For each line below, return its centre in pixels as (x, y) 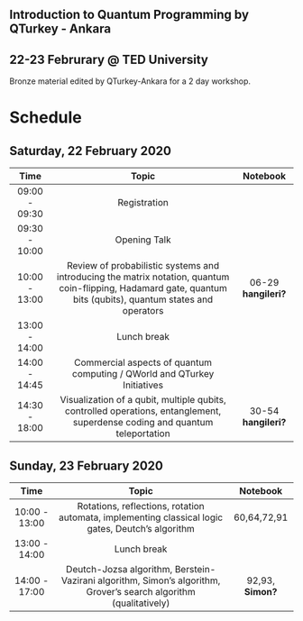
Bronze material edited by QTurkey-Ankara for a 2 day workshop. (130, 81)
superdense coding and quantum (143, 423)
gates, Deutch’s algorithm (141, 529)
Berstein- (195, 570)
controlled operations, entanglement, (143, 411)
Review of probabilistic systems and (142, 266)
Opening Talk (143, 240)
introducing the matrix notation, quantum (143, 277)
